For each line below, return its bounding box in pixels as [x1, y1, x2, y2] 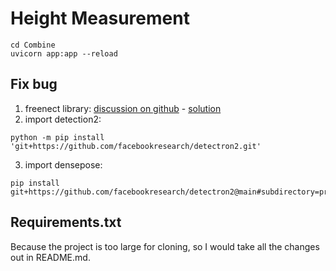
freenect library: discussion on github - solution [24, 102, 222, 114]
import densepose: [24, 158, 103, 171]
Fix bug [10, 76, 58, 93]
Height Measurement [10, 7, 190, 30]
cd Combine [10, 40, 56, 50]
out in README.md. [10, 251, 91, 263]
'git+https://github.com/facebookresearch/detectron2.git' [10, 141, 262, 151]
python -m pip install [10, 132, 105, 142]
